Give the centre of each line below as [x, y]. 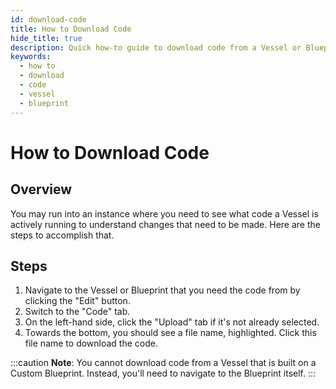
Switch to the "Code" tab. [77, 312]
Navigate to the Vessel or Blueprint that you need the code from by [162, 290]
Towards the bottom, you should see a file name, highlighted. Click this [170, 333]
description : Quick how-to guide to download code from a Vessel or [156, 47]
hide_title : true [46, 38]
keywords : [31, 57]
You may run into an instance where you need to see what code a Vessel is [164, 213]
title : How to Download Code [71, 29]
